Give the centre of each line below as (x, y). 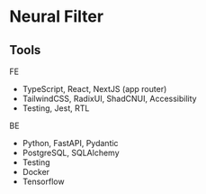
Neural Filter (57, 17)
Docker (36, 172)
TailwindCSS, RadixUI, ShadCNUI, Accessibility (109, 98)
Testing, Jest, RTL (56, 108)
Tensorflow (43, 181)
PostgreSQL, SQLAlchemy (71, 152)
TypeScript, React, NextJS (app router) (94, 89)
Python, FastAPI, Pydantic (70, 143)
